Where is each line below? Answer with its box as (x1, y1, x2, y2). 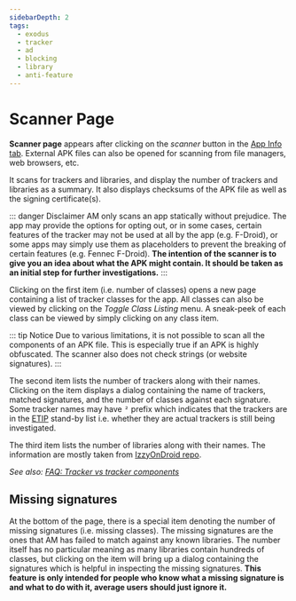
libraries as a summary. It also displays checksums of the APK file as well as (9, 184, 287, 194)
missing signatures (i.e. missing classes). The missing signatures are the (9, 525, 274, 535)
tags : (9, 21, 29, 30)
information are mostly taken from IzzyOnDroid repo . (9, 449, 202, 460)
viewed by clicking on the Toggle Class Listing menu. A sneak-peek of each (9, 303, 286, 313)
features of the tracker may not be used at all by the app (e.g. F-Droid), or (9, 229, 278, 240)
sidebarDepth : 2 (9, 12, 69, 22)
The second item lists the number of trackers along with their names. (9, 375, 261, 386)
